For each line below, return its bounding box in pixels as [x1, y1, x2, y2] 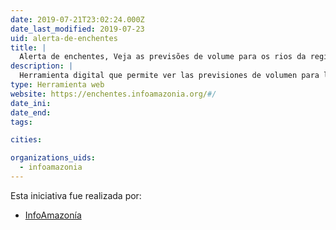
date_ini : [10, 98, 52, 108]
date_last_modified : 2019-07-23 [10, 24, 145, 34]
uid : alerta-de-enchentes [10, 33, 118, 43]
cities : [10, 135, 43, 145]
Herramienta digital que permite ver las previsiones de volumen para [19, 71, 320, 81]
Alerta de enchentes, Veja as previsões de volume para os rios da [19, 52, 307, 62]
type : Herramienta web [10, 80, 105, 90]
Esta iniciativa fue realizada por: [10, 189, 142, 201]
